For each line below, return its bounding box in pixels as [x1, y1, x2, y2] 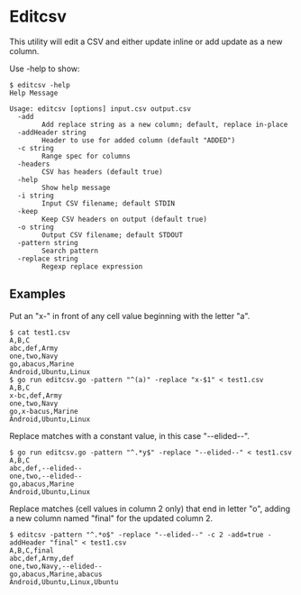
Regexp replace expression [41, 261, 143, 271]
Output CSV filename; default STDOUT [41, 230, 183, 240]
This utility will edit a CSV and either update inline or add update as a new [9, 36, 283, 47]
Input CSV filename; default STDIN [41, 198, 176, 208]
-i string [17, 191, 54, 200]
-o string [17, 223, 54, 232]
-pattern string [17, 238, 78, 247]
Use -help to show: [9, 63, 80, 74]
